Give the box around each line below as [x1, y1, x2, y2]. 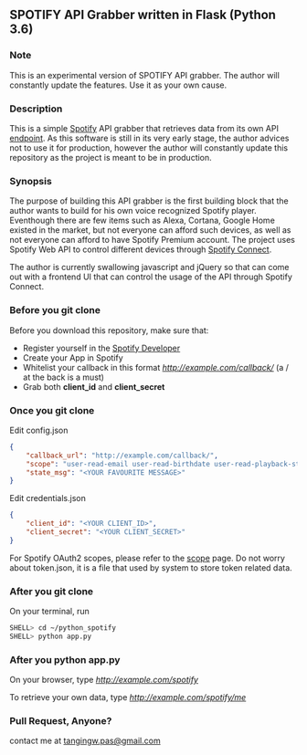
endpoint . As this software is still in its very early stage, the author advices [9, 132, 290, 143]
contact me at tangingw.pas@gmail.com [9, 735, 162, 747]
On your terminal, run [9, 606, 90, 617]
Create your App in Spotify [22, 351, 123, 363]
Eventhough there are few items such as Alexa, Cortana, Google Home [9, 215, 276, 226]
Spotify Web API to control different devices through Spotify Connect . [9, 244, 272, 255]
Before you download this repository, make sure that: [9, 324, 209, 336]
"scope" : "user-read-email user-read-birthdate [26, 459, 210, 468]
